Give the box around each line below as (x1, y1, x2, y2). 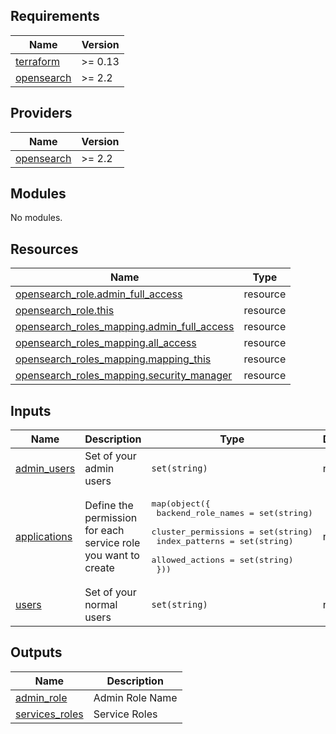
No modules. (10, 212, 63, 224)
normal (84, 598, 118, 612)
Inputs (10, 402, 52, 419)
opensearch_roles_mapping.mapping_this (15, 352, 212, 366)
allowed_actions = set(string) (151, 555, 294, 566)
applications (15, 530, 73, 544)
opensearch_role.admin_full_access (15, 287, 183, 301)
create (84, 561, 115, 575)
